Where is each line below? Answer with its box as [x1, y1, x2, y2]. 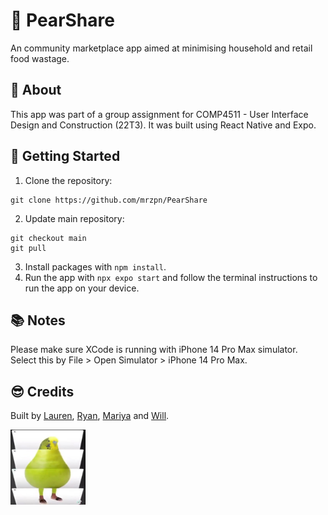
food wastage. [10, 52, 70, 64]
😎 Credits [10, 383, 75, 400]
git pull [10, 243, 47, 253]
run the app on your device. [24, 282, 140, 294]
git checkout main [10, 233, 87, 243]
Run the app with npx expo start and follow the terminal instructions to [24, 271, 318, 283]
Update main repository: [24, 212, 125, 224]
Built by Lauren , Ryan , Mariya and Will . [10, 410, 170, 422]
